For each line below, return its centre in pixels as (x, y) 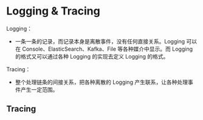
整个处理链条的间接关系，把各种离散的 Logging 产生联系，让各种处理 (101, 82)
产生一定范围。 (39, 89)
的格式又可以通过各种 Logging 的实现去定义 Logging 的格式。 (92, 56)
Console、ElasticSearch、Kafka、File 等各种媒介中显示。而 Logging (108, 49)
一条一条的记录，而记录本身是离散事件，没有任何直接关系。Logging (100, 41)
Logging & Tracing (53, 11)
